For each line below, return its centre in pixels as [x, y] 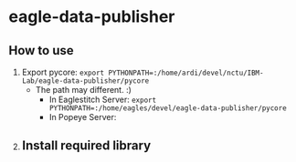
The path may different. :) [83, 90]
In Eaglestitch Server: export [103, 99]
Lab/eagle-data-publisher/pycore [85, 81]
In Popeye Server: [83, 117]
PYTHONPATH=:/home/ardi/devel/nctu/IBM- [186, 73]
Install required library [86, 146]
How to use [41, 51]
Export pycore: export [63, 72]
